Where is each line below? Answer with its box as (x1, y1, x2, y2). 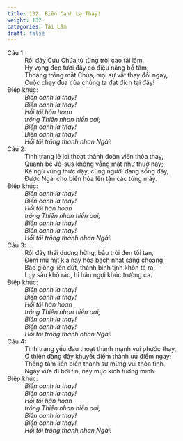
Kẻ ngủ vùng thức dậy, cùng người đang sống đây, (24, 167, 169, 176)
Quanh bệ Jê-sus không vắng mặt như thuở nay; (24, 160, 164, 168)
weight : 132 (7, 17, 42, 24)
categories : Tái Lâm (7, 23, 67, 30)
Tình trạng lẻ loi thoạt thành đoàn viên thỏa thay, (24, 153, 164, 161)
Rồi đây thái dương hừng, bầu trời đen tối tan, (24, 249, 154, 257)
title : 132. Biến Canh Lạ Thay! (7, 10, 101, 17)
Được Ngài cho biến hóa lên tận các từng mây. (24, 175, 158, 183)
